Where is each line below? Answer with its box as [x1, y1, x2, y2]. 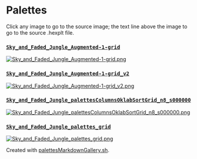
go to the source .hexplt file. [6, 29, 75, 36]
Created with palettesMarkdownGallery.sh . [6, 147, 110, 154]
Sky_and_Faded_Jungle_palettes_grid [6, 123, 111, 130]
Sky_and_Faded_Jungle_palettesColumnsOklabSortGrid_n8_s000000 [6, 97, 191, 103]
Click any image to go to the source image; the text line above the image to [6, 23, 188, 30]
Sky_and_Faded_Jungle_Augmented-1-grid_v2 [6, 70, 129, 77]
